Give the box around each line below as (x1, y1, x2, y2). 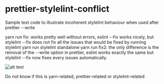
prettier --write (5, 24, 35, 30)
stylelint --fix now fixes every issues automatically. (5, 54, 108, 60)
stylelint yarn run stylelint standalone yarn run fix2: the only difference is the (5, 44, 159, 50)
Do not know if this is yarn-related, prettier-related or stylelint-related (5, 73, 145, 79)
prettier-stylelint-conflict (5, 3, 110, 15)
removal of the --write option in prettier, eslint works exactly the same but (5, 50, 154, 55)
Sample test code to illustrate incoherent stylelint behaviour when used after (5, 19, 159, 25)
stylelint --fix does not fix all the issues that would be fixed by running (5, 39, 146, 45)
